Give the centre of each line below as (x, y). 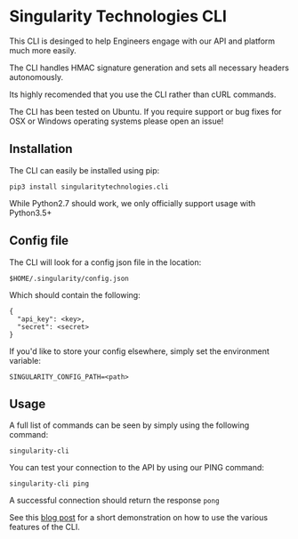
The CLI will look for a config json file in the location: (105, 262)
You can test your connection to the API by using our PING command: (137, 468)
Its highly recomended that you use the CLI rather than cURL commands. (143, 94)
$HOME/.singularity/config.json (69, 278)
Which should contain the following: (75, 294)
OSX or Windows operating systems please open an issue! (117, 121)
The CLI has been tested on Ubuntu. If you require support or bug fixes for (145, 111)
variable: (25, 360)
